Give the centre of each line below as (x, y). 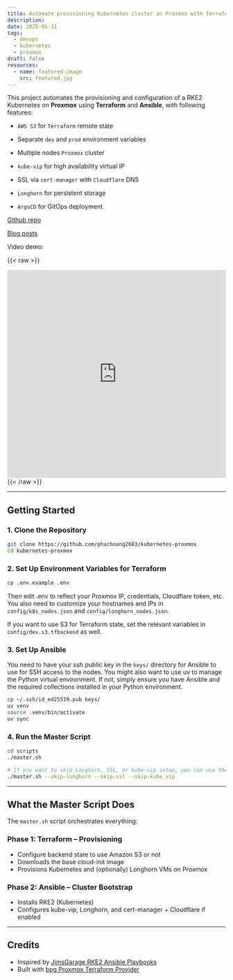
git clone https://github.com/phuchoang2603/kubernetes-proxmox (102, 544)
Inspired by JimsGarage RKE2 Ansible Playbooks (87, 962)
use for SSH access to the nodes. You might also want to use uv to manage (115, 672)
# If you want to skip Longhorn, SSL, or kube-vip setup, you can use (111, 770)
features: (20, 112)
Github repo (24, 220)
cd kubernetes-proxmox (40, 551)
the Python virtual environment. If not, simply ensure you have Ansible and (114, 680)
